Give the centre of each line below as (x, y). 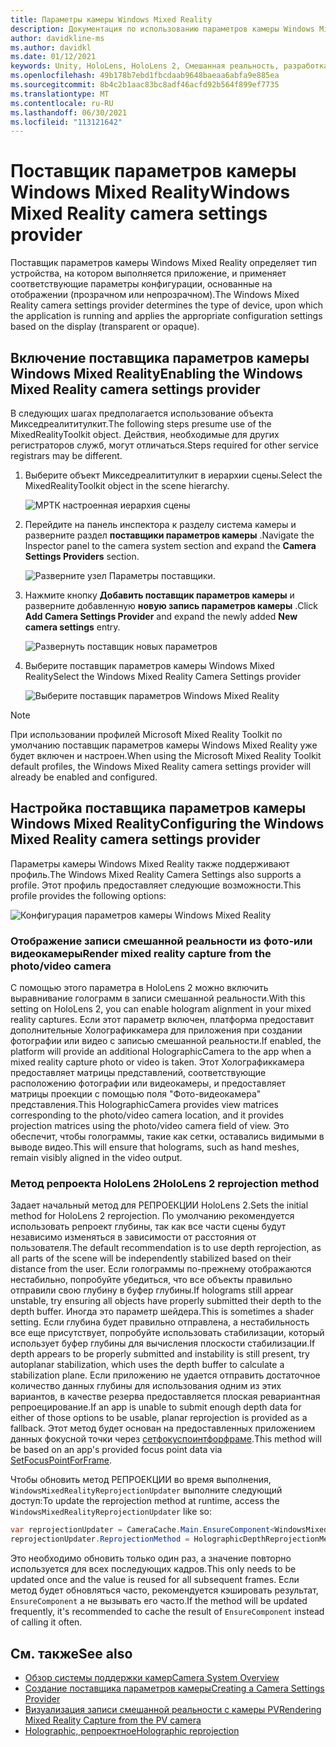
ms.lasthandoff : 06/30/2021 (69, 112)
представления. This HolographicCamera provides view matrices (144, 1105)
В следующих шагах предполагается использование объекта (142, 413)
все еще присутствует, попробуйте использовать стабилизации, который (167, 1333)
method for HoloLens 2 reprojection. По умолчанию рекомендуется (152, 1216)
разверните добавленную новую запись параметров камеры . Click (171, 605)
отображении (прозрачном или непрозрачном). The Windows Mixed (155, 295)
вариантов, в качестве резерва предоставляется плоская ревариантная (165, 1397)
